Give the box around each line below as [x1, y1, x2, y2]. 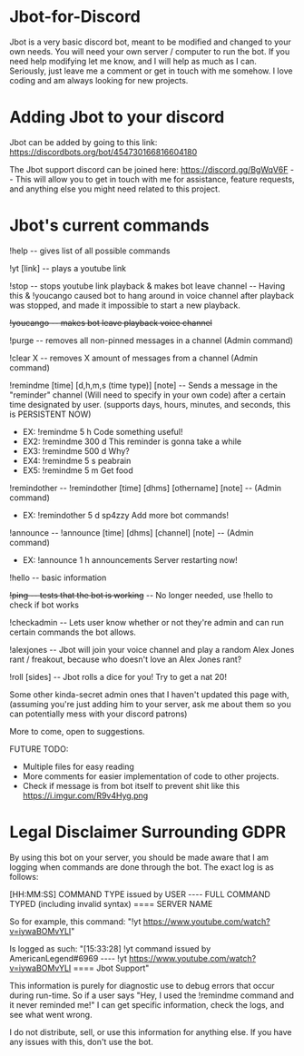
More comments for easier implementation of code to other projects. [22, 770, 279, 782]
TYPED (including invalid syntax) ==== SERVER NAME [9, 898, 213, 909]
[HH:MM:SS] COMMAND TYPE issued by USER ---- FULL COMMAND [9, 888, 270, 900]
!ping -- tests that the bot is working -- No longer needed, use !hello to [9, 589, 274, 600]
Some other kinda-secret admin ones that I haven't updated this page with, [9, 688, 289, 700]
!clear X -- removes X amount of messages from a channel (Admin [9, 352, 259, 363]
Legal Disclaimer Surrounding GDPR [9, 822, 287, 842]
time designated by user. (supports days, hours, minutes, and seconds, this [9, 399, 291, 410]
